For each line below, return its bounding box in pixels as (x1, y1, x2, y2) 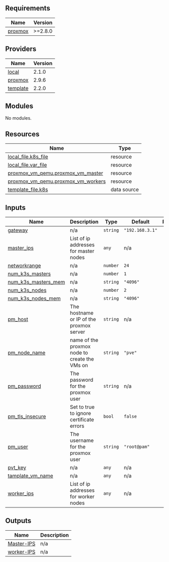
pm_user (8, 443, 29, 450)
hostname (69, 310, 94, 317)
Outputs (5, 517, 32, 525)
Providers (5, 45, 37, 54)
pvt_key (8, 464, 27, 471)
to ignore (69, 410, 92, 417)
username (69, 437, 94, 444)
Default (131, 218, 150, 225)
